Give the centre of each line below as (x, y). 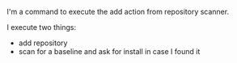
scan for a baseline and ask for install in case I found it (109, 51)
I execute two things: (42, 27)
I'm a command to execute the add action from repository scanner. (118, 12)
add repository (43, 43)
